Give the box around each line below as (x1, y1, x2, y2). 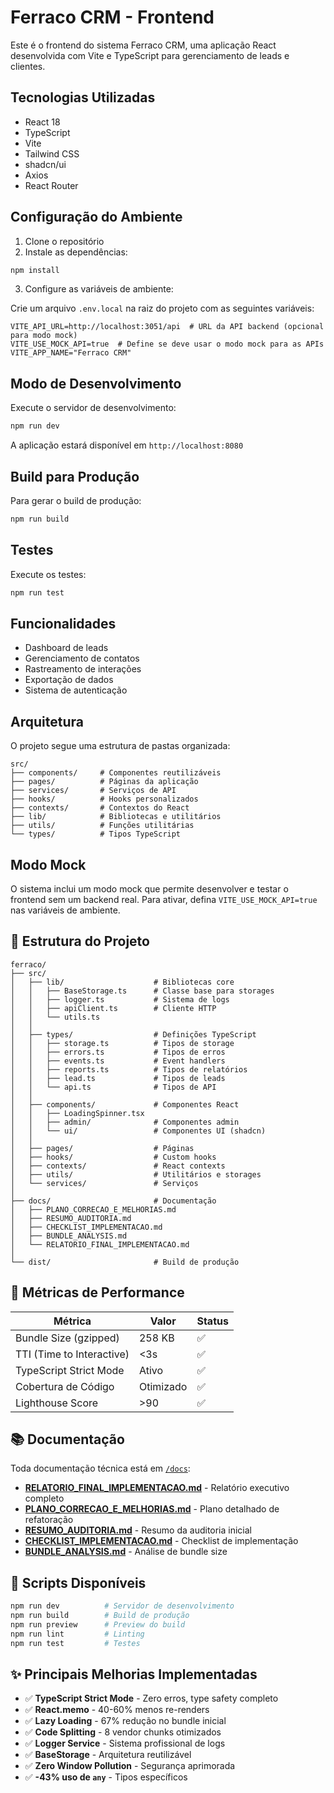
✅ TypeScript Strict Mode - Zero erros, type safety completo (24, 1692, 279, 1705)
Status (196, 1314, 229, 1328)
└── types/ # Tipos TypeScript (10, 829, 182, 840)
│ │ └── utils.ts (10, 1012, 101, 1022)
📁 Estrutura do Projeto (10, 933, 150, 950)
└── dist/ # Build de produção (10, 1257, 240, 1267)
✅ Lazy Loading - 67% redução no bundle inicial (24, 1715, 227, 1727)
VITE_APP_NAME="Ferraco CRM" (10, 348, 132, 358)
